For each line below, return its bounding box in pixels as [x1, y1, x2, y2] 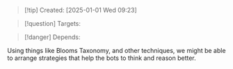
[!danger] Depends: [24, 33, 81, 41]
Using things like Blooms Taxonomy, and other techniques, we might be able [7, 47, 226, 54]
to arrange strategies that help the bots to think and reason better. [7, 54, 196, 62]
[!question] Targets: [24, 20, 81, 27]
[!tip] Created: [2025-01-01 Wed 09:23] [24, 6, 137, 14]
